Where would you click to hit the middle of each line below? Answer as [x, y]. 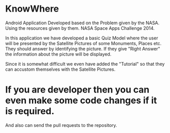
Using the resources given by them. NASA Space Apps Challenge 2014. [80, 28]
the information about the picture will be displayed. [58, 54]
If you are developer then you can [77, 90]
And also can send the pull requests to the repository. [61, 125]
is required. [30, 111]
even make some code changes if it [81, 100]
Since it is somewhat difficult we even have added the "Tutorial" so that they [85, 64]
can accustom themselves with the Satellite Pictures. [60, 69]
